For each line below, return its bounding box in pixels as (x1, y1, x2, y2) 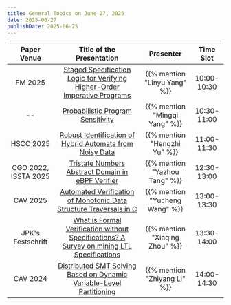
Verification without (65, 224, 129, 234)
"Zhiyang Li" (145, 274, 186, 284)
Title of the (78, 45, 115, 54)
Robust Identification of (59, 130, 135, 140)
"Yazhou (151, 167, 179, 177)
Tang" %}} (148, 176, 182, 186)
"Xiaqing (151, 233, 180, 242)
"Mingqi (152, 111, 179, 120)
